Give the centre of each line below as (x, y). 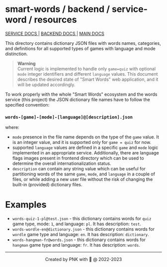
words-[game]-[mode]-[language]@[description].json (69, 117)
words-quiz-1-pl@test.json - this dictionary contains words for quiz (82, 219)
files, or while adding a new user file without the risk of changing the (83, 179)
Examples (26, 205)
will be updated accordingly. (46, 84)
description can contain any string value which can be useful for (79, 169)
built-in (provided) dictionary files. (47, 185)
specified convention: (27, 105)
